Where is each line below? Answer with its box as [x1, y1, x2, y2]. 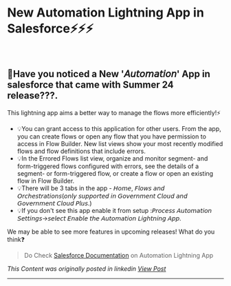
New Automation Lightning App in [7, 5, 204, 21]
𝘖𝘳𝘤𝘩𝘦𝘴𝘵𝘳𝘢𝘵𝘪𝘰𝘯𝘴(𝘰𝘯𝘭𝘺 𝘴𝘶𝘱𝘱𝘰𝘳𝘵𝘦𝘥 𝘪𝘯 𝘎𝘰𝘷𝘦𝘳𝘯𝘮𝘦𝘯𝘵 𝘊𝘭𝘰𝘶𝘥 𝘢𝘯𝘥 [16, 192, 188, 200]
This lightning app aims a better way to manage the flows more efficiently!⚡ [7, 108, 221, 116]
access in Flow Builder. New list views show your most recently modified [16, 139, 223, 147]
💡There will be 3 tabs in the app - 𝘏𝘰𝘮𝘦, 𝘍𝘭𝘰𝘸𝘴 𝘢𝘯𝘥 [16, 184, 165, 192]
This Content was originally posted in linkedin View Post [7, 264, 166, 273]
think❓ [7, 235, 25, 243]
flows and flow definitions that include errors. [16, 147, 146, 155]
